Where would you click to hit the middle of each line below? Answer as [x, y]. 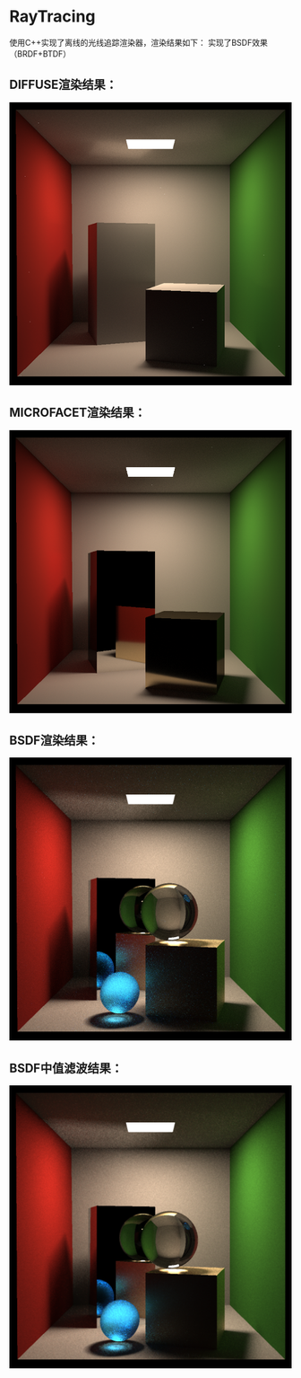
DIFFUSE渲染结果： [64, 85]
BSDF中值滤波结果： [66, 1068]
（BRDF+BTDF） [40, 53]
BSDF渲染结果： [55, 740]
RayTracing [52, 17]
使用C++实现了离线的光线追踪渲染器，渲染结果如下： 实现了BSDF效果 [139, 42]
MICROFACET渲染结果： [77, 413]
